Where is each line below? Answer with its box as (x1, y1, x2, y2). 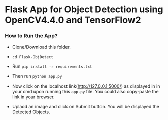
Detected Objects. (12, 109, 50, 115)
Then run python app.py (12, 73, 62, 79)
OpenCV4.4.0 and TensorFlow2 (5, 14, 141, 26)
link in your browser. (12, 94, 55, 100)
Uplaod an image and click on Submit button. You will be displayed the (12, 104, 159, 110)
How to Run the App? (5, 32, 58, 39)
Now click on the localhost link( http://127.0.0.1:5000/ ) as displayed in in (12, 83, 160, 89)
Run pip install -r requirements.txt (12, 63, 92, 69)
